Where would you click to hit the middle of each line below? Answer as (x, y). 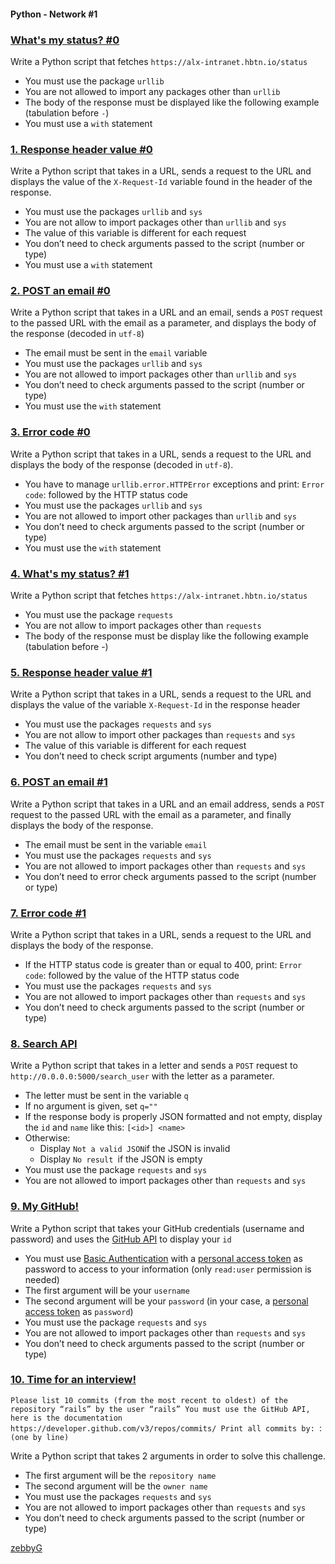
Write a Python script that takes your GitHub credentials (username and (157, 1228)
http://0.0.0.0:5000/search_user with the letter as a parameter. (142, 1076)
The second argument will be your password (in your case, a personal (166, 1301)
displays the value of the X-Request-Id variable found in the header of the (161, 182)
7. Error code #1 (48, 913)
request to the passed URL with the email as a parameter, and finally (151, 814)
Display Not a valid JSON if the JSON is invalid (135, 1149)
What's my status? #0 (65, 40)
